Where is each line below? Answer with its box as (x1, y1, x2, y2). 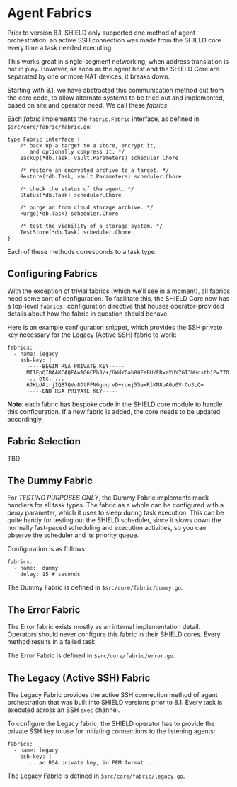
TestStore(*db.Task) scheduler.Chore (20, 229, 132, 236)
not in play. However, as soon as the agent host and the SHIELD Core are (7, 64, 220, 73)
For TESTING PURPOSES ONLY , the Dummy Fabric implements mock (7, 493, 209, 502)
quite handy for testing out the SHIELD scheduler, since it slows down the (7, 516, 221, 524)
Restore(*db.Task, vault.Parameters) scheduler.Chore (20, 173, 182, 180)
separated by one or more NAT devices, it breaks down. (7, 72, 170, 81)
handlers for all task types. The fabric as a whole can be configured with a (7, 501, 224, 510)
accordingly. (7, 415, 44, 423)
